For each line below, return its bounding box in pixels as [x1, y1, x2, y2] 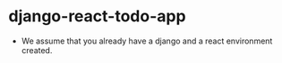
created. [21, 44, 53, 55]
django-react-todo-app [8, 6, 186, 27]
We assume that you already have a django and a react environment [21, 35, 273, 46]
